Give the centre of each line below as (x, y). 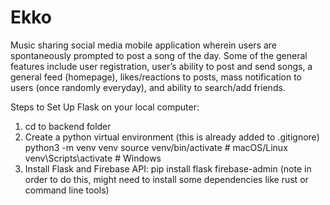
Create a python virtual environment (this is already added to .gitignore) (172, 137)
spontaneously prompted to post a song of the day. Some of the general (159, 55)
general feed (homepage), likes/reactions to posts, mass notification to (156, 77)
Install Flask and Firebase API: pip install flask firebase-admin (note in (168, 168)
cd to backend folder (68, 126)
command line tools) (67, 190)
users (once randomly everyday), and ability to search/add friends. (148, 87)
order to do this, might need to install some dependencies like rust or (166, 179)
